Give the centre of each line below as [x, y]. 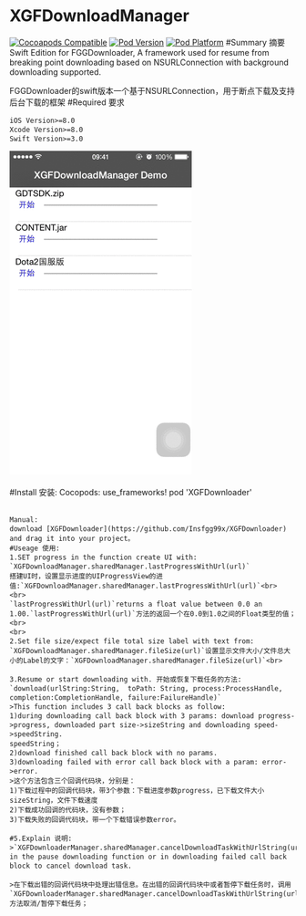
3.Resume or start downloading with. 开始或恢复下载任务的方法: [126, 679]
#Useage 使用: [35, 548]
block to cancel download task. [71, 866]
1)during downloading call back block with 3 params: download [132, 716]
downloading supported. [56, 72]
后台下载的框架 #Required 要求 [67, 102]
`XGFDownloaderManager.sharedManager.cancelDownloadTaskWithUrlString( [148, 894]
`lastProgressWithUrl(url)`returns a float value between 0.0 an [136, 604]
